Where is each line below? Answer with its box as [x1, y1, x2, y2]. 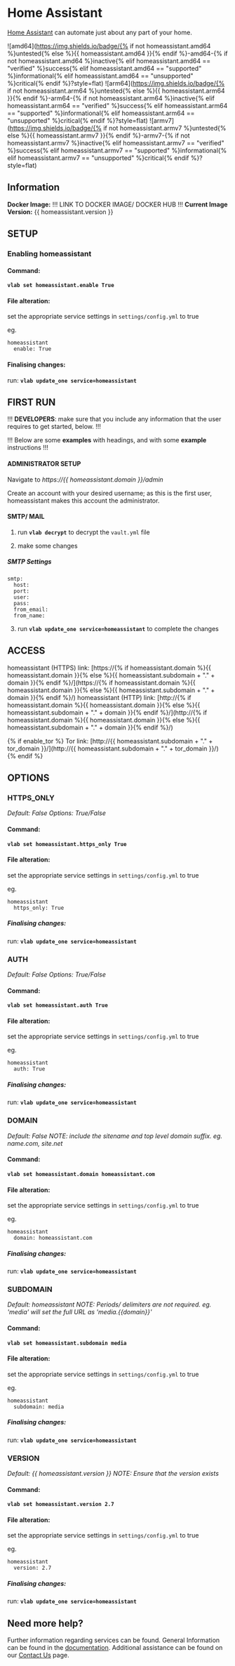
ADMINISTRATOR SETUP [7, 460, 81, 468]
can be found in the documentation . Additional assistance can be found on [7, 1644, 223, 1652]
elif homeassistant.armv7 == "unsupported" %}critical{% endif [7, 153, 189, 162]
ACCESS [7, 644, 46, 657]
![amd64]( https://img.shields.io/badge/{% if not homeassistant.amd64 [7, 41, 211, 50]
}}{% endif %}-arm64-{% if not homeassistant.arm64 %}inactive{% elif [7, 93, 215, 103]
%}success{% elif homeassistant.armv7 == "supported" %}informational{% [7, 146, 227, 154]
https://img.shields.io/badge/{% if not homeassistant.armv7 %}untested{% [9, 124, 227, 132]
